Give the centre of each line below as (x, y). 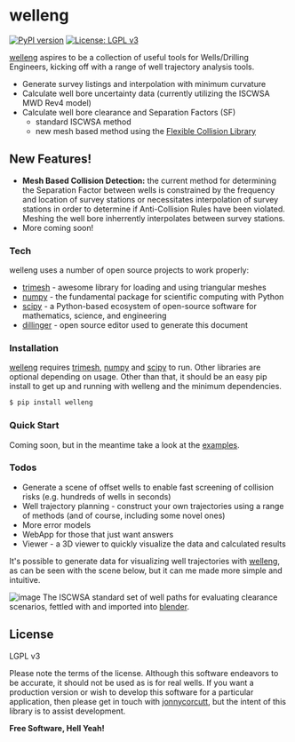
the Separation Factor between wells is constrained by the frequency (148, 190)
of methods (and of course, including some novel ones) (124, 515)
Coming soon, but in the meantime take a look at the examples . (124, 444)
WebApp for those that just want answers (98, 534)
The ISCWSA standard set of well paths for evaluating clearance (160, 597)
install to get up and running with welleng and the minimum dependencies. (146, 387)
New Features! (50, 160)
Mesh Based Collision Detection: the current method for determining (149, 180)
